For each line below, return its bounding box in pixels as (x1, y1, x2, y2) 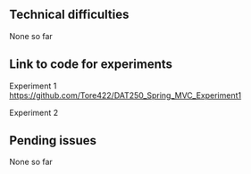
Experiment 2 (9, 107, 59, 118)
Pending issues (9, 133, 96, 148)
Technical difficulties (9, 7, 130, 22)
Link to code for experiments (9, 57, 172, 72)
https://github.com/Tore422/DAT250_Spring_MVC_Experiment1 (9, 89, 242, 101)
